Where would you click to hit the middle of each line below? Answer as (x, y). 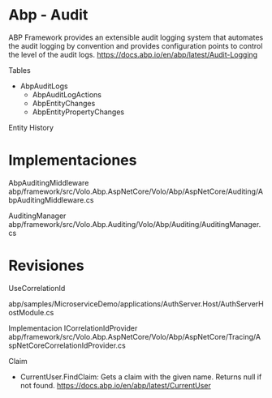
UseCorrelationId (37, 288)
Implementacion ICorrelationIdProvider (73, 328)
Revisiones (46, 266)
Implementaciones (73, 160)
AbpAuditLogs (44, 86)
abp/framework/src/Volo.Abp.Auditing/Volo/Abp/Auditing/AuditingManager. (135, 224)
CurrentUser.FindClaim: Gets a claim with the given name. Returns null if (141, 377)
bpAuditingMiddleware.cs (51, 199)
